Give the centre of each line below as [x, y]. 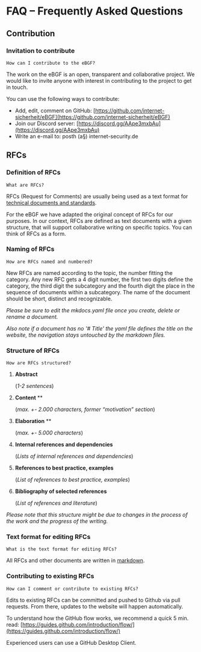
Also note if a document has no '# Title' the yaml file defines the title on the [100, 328]
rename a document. [32, 317]
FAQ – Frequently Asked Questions [95, 11]
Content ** [29, 398]
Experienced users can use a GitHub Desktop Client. [71, 642]
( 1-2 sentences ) [34, 386]
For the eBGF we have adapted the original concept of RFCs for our [90, 214]
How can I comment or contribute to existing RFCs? [72, 589]
